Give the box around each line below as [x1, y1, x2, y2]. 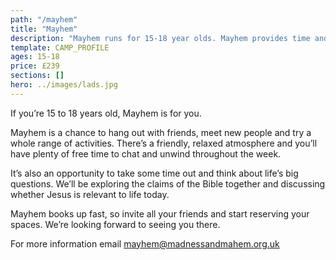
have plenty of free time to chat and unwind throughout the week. [10, 147, 282, 160]
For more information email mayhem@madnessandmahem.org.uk [10, 237, 280, 250]
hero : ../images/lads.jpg [10, 80, 118, 90]
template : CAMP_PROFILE [10, 42, 110, 53]
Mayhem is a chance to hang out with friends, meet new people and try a [10, 126, 312, 138]
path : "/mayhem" [10, 14, 78, 25]
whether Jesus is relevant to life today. [10, 188, 170, 200]
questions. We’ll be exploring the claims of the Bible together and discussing [10, 177, 326, 190]
